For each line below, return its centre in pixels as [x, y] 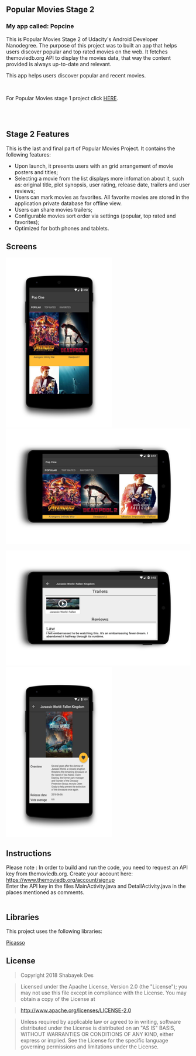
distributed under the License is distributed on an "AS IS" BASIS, [98, 1028]
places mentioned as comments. [45, 892]
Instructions [29, 853]
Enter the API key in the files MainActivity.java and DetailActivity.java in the [96, 886]
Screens [21, 247]
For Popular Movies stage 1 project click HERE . [62, 98]
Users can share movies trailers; [53, 209]
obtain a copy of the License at [58, 999]
